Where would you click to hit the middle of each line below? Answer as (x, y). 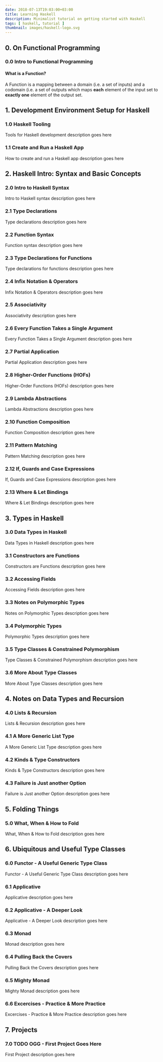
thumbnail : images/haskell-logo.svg (42, 28)
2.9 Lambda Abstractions (36, 398)
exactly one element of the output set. (44, 95)
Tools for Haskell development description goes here (58, 135)
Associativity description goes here (41, 315)
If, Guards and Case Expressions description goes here (61, 479)
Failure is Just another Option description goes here (58, 794)
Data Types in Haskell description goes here (50, 543)
